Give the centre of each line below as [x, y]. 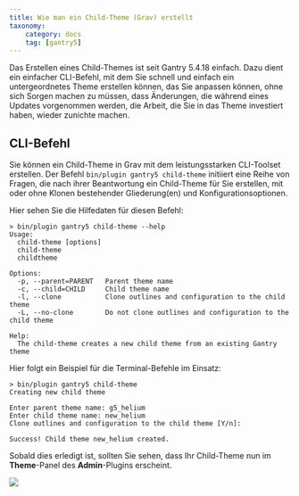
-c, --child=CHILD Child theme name [93, 289]
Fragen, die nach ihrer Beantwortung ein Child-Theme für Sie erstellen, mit [146, 184]
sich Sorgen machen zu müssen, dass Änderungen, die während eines [139, 96]
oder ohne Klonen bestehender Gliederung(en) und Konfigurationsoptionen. [149, 194]
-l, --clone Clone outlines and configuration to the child [151, 297]
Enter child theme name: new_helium [77, 416]
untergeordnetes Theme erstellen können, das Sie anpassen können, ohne [146, 87]
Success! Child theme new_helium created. [89, 439]
